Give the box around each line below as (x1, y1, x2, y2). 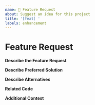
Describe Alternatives (5, 76, 51, 83)
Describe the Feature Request (5, 58, 67, 64)
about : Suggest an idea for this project (5, 12, 91, 17)
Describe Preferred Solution (5, 67, 63, 73)
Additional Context (5, 95, 44, 101)
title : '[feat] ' (5, 16, 40, 21)
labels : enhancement (5, 20, 47, 26)
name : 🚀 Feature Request (5, 7, 56, 12)
